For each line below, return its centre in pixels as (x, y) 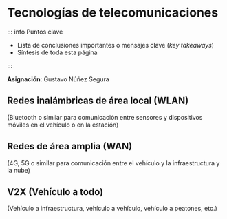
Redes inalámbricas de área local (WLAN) (98, 101)
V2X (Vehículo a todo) (55, 192)
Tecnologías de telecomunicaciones (113, 13)
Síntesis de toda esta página (57, 52)
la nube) (19, 170)
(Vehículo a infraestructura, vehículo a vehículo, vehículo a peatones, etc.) (112, 209)
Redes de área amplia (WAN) (70, 146)
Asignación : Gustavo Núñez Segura (58, 79)
